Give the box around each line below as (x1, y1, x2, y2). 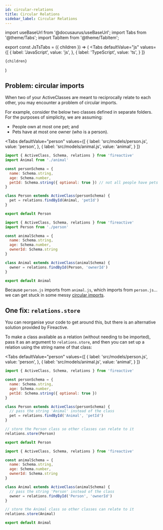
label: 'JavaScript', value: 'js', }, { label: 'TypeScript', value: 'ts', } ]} (12, 49, 145, 55)
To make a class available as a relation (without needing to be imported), (5, 334, 151, 340)
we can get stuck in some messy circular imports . (5, 292, 105, 298)
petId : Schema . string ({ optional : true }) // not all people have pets (9, 180, 159, 185)
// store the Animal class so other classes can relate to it (5, 507, 134, 512)
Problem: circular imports (5, 82, 84, 90)
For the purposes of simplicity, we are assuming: (5, 114, 103, 120)
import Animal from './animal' (5, 158, 69, 163)
